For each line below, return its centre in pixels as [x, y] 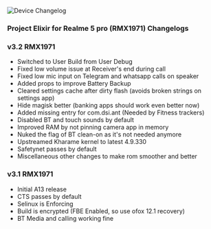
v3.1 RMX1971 [30, 174]
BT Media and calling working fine [65, 218]
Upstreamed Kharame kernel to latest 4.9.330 [81, 142]
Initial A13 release [42, 189]
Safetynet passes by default [57, 149]
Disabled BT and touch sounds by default [75, 120]
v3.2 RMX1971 [31, 47]
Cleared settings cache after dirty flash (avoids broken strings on [109, 91]
